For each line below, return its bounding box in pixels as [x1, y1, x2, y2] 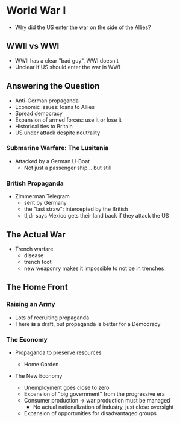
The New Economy [14, 372, 63, 380]
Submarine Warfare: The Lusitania [6, 144, 109, 152]
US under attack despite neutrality [14, 129, 101, 136]
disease [23, 251, 44, 259]
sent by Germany [23, 199, 67, 207]
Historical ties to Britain [14, 122, 73, 130]
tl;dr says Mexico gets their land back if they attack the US [23, 212, 170, 219]
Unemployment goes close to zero [23, 384, 110, 391]
